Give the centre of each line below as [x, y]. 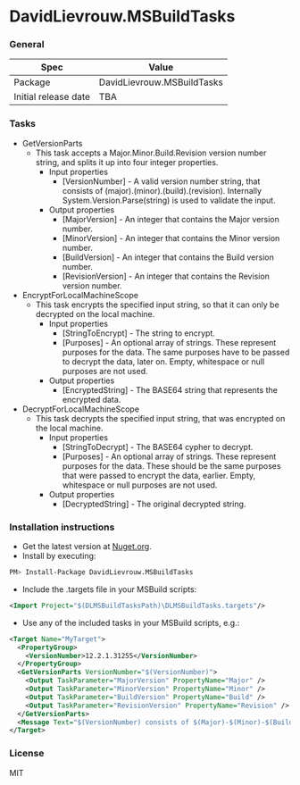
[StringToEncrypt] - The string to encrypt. [139, 333]
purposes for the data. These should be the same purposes [171, 465]
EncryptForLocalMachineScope [80, 295]
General [27, 45]
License [27, 754]
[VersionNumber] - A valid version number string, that [161, 181]
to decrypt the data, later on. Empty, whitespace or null [163, 361]
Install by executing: [59, 556]
